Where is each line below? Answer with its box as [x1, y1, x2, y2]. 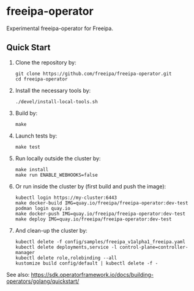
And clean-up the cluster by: [15, 227, 88, 234]
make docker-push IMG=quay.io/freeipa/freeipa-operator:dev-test [15, 211, 185, 217]
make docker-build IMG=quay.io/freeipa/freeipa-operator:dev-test [15, 200, 188, 206]
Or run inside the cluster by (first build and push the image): [15, 182, 166, 190]
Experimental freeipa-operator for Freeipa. [6, 25, 113, 32]
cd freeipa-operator [15, 76, 68, 82]
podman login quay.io [15, 205, 70, 211]
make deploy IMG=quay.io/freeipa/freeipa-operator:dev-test [15, 216, 172, 222]
